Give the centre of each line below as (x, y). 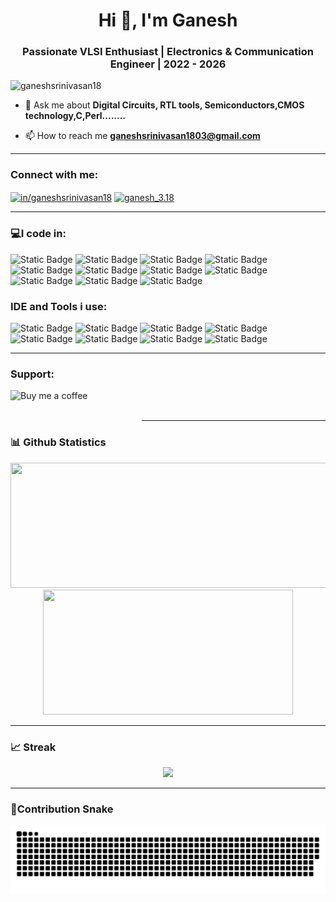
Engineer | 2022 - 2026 (168, 64)
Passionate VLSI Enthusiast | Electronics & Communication (168, 52)
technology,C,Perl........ (75, 116)
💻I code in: (38, 234)
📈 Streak (33, 747)
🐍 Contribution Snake (62, 809)
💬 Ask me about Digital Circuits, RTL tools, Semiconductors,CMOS (164, 105)
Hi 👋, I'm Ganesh (168, 20)
